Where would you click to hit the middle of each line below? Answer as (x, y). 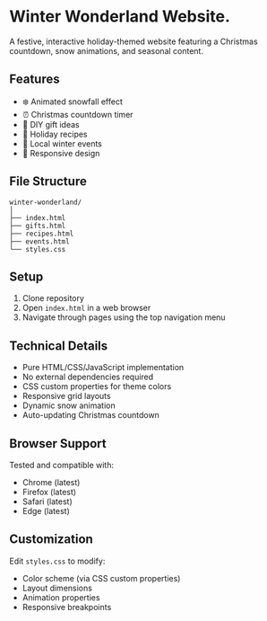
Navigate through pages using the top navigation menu (124, 317)
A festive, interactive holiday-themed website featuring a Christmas (133, 41)
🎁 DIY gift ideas (51, 124)
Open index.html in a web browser (86, 308)
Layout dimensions (57, 588)
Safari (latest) (47, 501)
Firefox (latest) (49, 492)
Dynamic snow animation (69, 405)
